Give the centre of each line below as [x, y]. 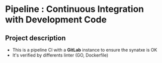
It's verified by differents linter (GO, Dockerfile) [60, 55]
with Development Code [56, 20]
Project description [36, 38]
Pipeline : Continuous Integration [75, 9]
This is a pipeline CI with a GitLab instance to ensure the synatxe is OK [85, 50]
